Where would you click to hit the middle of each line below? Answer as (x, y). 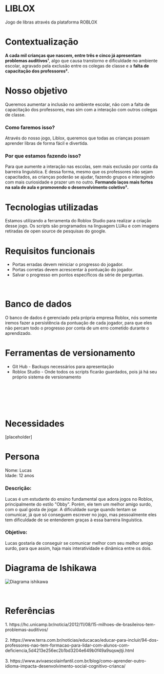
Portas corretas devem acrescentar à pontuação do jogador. (73, 270)
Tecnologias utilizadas (52, 207)
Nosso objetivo (36, 91)
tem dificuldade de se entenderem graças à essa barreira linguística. (74, 520)
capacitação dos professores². (37, 71)
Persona (22, 457)
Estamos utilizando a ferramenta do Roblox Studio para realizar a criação (78, 221)
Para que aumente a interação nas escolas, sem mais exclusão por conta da (82, 166)
